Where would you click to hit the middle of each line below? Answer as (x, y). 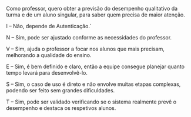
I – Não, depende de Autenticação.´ (49, 26)
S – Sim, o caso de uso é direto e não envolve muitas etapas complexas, (93, 84)
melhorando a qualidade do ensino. (49, 55)
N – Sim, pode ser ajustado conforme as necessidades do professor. (89, 37)
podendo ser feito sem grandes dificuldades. (61, 90)
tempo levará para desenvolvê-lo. (47, 73)
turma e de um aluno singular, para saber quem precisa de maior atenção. (95, 15)
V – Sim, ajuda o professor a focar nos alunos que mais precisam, (85, 49)
